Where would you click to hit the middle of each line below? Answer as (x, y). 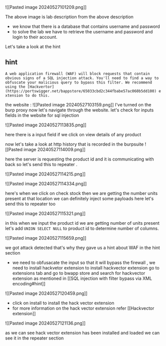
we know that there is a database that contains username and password (86, 26)
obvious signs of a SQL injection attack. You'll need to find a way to (82, 78)
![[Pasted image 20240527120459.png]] (46, 293)
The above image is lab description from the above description (69, 17)
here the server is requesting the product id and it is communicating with (80, 159)
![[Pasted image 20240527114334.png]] (46, 183)
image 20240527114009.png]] (55, 149)
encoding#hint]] (29, 283)
